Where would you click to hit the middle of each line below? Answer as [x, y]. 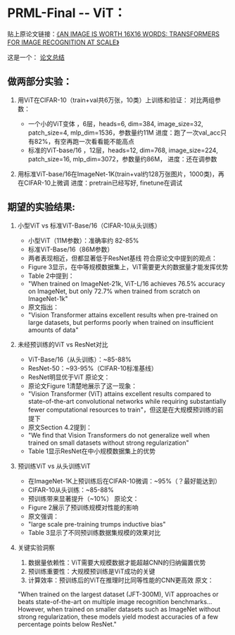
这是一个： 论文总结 [36, 57]
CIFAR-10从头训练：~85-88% [71, 490]
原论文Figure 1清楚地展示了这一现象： [82, 386]
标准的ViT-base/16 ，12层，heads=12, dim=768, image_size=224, [123, 150]
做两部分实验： [40, 81]
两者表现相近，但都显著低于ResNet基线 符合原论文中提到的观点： [123, 258]
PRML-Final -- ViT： [67, 13]
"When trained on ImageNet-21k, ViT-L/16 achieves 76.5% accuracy [126, 283]
